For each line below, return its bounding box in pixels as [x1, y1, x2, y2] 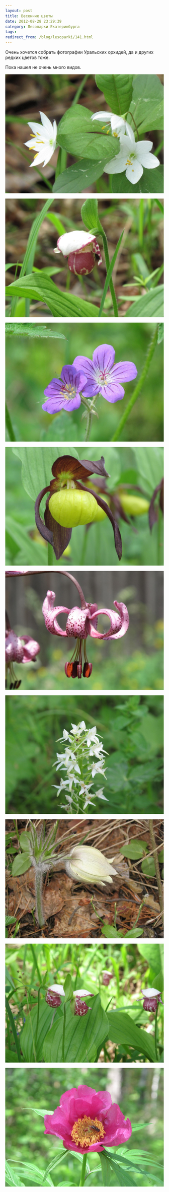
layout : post [5, 8, 33, 13]
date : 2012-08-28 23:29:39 [5, 19, 62, 24]
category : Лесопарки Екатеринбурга [5, 24, 80, 29]
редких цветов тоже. [5, 54, 50, 60]
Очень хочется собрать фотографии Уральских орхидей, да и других [5, 49, 154, 55]
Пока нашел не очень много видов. [5, 64, 81, 70]
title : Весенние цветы [5, 13, 53, 19]
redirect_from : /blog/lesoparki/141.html [5, 35, 94, 40]
